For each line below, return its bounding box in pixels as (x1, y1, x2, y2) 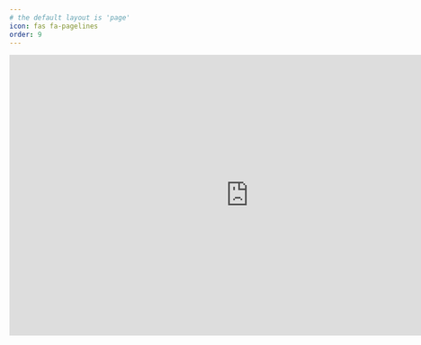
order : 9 (9, 30, 42, 39)
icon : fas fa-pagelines (9, 22, 99, 31)
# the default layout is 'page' (9, 13, 130, 22)
